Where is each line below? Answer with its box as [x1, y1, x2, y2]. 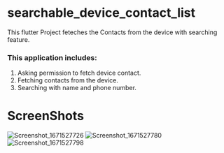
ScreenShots [7, 108, 84, 124]
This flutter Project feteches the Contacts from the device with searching [7, 28, 218, 36]
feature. [7, 35, 30, 43]
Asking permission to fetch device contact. [17, 68, 141, 78]
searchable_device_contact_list [7, 5, 196, 21]
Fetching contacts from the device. [17, 76, 119, 85]
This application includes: [7, 52, 97, 62]
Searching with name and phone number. [17, 84, 136, 92]
